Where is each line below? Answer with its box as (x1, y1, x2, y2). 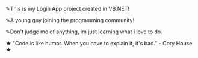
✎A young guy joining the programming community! (5, 17, 135, 23)
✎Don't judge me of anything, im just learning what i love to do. (5, 28, 163, 35)
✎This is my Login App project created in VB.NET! (5, 5, 130, 12)
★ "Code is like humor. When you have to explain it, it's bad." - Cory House (5, 40, 193, 47)
